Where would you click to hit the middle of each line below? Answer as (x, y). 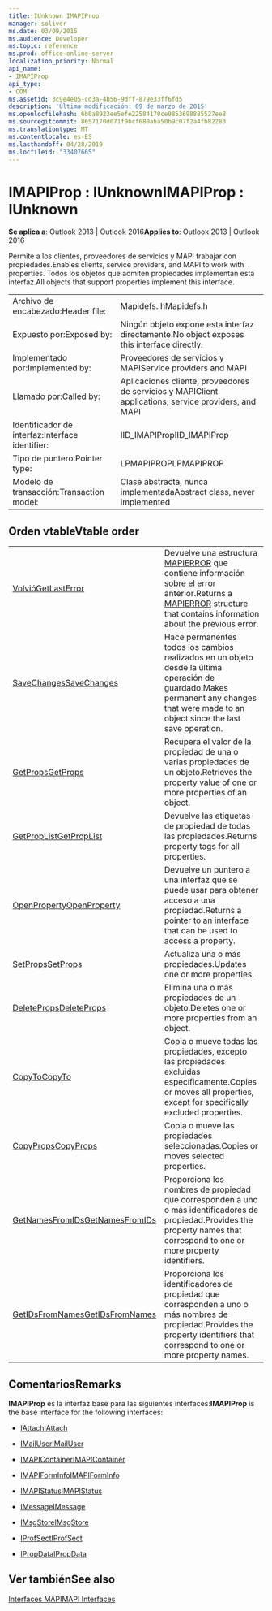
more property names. (206, 1355)
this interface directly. (162, 344)
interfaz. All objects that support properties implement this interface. (121, 282)
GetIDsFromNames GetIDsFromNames (84, 1314)
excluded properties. (203, 1112)
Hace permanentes (200, 637)
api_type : (25, 84)
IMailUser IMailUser (52, 1444)
